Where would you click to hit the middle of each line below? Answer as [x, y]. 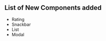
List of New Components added [53, 8]
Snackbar [21, 24]
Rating [18, 19]
